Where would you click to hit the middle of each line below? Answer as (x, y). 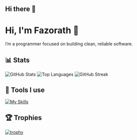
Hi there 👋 (21, 9)
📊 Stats (18, 60)
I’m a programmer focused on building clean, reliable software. (69, 44)
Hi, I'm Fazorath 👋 (42, 30)
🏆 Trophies (23, 118)
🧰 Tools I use (25, 90)
